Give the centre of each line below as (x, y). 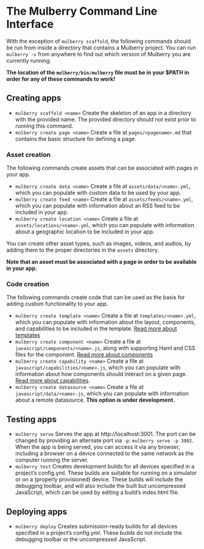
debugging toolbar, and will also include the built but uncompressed (100, 486)
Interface (30, 24)
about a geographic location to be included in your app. (85, 232)
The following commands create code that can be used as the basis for (96, 297)
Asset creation (28, 155)
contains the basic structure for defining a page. (76, 139)
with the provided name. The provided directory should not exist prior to (106, 119)
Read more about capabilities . (52, 380)
